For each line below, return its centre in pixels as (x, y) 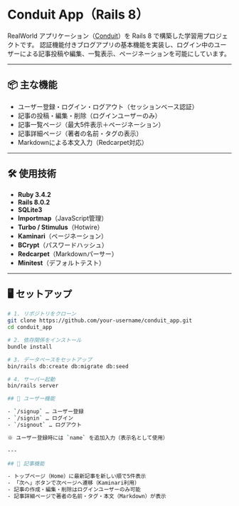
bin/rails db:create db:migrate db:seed (68, 366)
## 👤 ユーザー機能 (31, 399)
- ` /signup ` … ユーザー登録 (46, 412)
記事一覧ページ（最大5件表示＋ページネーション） (91, 124)
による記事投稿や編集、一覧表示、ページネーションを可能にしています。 (125, 54)
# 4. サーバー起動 (31, 379)
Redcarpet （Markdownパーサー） (68, 253)
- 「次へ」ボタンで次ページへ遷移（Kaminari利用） (74, 483)
